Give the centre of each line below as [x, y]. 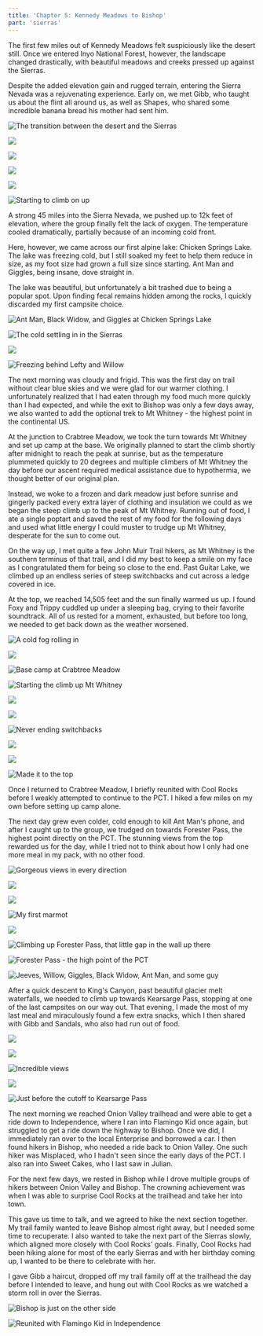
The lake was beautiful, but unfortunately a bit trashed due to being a [120, 287]
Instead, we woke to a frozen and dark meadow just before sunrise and [123, 494]
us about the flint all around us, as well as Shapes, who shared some [119, 102]
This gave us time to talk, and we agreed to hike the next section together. [128, 1219]
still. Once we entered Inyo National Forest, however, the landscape [117, 53]
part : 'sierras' [35, 23]
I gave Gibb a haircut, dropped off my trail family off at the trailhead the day [130, 1276]
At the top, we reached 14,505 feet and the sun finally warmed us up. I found [132, 599]
